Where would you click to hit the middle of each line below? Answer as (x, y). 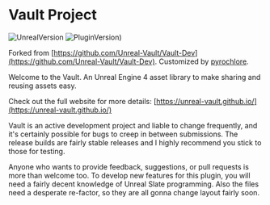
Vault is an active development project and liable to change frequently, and (133, 125)
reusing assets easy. (42, 86)
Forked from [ (31, 52)
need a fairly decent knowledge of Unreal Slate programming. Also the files (134, 184)
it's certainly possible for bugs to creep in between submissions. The (123, 134)
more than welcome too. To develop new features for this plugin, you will (129, 175)
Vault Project (53, 15)
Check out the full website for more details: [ (82, 101)
